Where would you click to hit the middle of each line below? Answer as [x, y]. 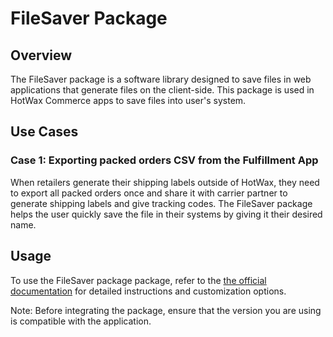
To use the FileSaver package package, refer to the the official [138, 280]
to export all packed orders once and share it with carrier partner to [149, 193]
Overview [41, 55]
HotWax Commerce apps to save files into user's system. [128, 100]
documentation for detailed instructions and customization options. [148, 291]
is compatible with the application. [81, 321]
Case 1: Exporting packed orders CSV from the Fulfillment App [164, 160]
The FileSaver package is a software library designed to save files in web [161, 79]
